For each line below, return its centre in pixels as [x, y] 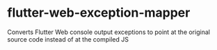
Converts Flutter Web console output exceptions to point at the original [109, 32]
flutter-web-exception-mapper [99, 13]
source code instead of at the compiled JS [68, 39]
